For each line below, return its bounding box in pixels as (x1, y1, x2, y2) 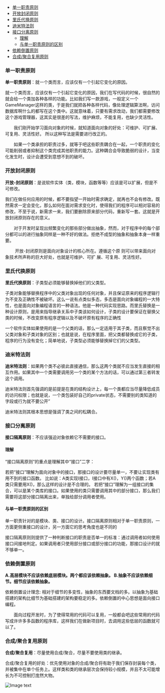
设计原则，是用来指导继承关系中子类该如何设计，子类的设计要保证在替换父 (9, 309, 160, 314)
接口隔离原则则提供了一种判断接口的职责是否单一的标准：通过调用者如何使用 (5, 534, 160, 540)
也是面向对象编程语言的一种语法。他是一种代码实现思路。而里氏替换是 (13, 302, 156, 308)
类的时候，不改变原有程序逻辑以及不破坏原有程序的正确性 (5, 314, 121, 320)
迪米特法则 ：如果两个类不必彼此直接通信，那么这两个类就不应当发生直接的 (5, 363, 156, 369)
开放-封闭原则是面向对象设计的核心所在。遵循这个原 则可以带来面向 (14, 248, 152, 254)
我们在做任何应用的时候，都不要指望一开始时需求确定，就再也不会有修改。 (5, 196, 156, 202)
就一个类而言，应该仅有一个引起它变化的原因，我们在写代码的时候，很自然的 (5, 90, 160, 96)
